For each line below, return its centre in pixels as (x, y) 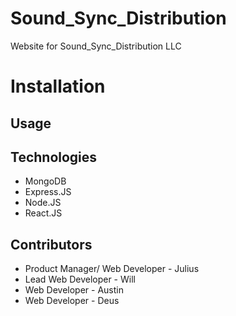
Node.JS (43, 203)
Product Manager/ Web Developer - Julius (112, 269)
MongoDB (45, 181)
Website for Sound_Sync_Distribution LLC (96, 46)
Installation (58, 86)
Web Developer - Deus (72, 301)
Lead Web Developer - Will (80, 279)
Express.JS (48, 192)
